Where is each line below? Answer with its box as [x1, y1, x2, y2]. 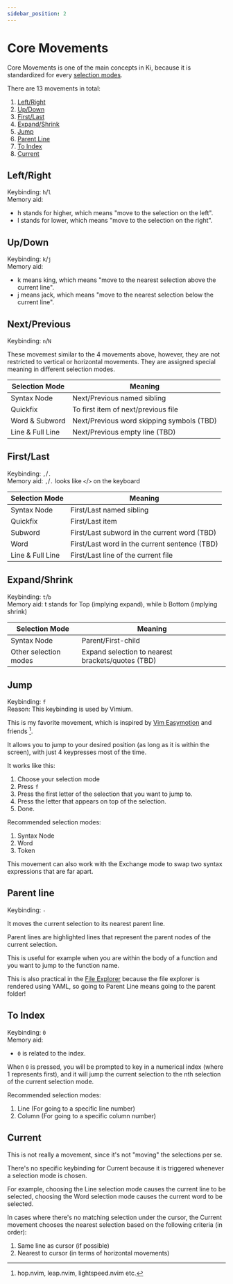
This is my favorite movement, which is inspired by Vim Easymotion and [7, 719, 212, 727]
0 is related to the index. [17, 1049, 86, 1057]
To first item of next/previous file [72, 405, 179, 414]
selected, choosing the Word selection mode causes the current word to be [7, 1192, 223, 1200]
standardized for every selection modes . [7, 70, 123, 79]
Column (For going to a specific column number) [17, 1111, 157, 1120]
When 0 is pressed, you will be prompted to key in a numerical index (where [7, 1063, 224, 1071]
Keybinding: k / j [7, 255, 52, 263]
